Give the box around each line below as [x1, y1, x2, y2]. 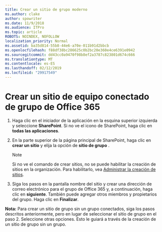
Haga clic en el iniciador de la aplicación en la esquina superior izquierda [12, 117, 158, 123]
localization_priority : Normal [5, 39, 68, 44]
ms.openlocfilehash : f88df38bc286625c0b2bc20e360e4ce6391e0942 [5, 48, 135, 52]
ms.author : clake [5, 12, 40, 17]
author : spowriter [5, 16, 42, 21]
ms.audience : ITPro [5, 25, 44, 30]
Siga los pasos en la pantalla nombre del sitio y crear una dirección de [12, 181, 152, 187]
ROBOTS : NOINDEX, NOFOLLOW [5, 34, 59, 39]
